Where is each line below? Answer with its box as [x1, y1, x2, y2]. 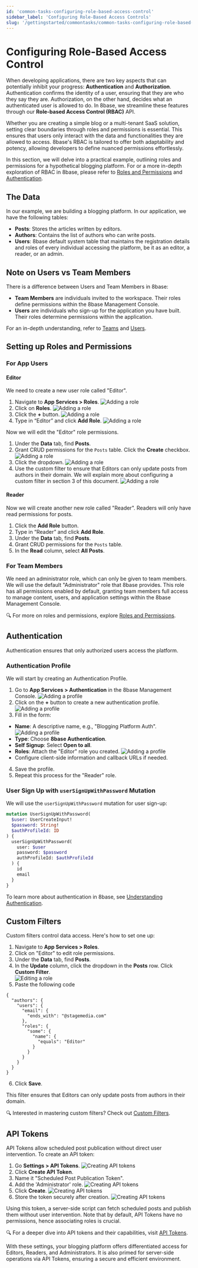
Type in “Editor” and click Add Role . [14, 417, 102, 424]
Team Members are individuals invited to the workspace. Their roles [14, 294, 181, 301]
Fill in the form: [14, 711, 51, 719]
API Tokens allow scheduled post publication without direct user [6, 1144, 162, 1152]
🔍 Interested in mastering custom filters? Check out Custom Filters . [6, 1109, 171, 1117]
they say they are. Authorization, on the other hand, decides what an [6, 95, 173, 103]
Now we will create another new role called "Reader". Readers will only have [6, 504, 192, 511]
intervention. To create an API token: [6, 1151, 95, 1158]
